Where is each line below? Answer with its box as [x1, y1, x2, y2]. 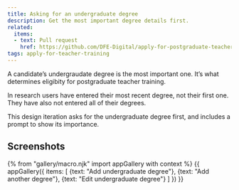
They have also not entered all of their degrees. [7, 98, 147, 107]
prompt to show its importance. [7, 120, 100, 128]
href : [20, 43, 37, 51]
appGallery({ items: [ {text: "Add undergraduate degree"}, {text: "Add [7, 167, 210, 175]
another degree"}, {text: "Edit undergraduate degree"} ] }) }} [7, 174, 184, 183]
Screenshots [7, 140, 65, 153]
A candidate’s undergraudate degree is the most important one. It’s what [7, 69, 219, 78]
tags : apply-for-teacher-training [7, 51, 110, 58]
